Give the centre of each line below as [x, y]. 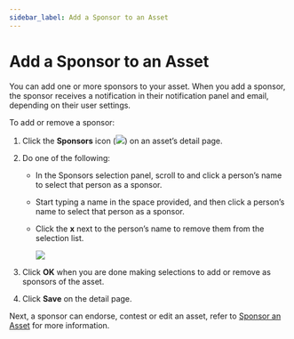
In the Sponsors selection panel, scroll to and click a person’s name [159, 175]
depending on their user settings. [70, 105]
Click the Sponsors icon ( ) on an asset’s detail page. [123, 141]
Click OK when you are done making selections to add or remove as [146, 271]
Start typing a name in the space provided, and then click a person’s [160, 202]
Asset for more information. [60, 325]
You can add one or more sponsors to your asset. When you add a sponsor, [147, 86]
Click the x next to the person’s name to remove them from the [150, 229]
